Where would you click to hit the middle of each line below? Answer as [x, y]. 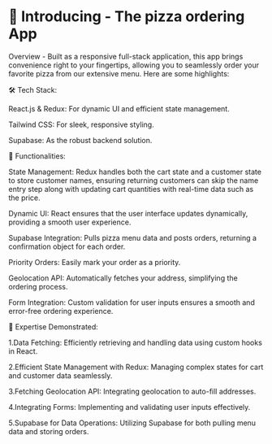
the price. [24, 198]
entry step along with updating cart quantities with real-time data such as [131, 189]
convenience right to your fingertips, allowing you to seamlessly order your [134, 65]
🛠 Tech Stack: [33, 89]
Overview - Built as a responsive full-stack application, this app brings [126, 56]
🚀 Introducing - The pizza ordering [127, 17]
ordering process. [38, 286]
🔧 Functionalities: [37, 156]
